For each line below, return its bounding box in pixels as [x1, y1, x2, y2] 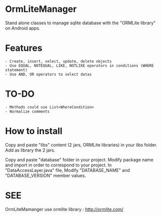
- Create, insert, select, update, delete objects [5, 58, 112, 64]
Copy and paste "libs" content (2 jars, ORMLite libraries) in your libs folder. [5, 142, 158, 148]
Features [5, 43, 43, 54]
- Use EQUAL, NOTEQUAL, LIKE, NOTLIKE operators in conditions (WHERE [5, 63, 154, 68]
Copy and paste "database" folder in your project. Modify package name [5, 157, 154, 163]
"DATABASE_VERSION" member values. [5, 172, 86, 178]
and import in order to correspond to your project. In [5, 162, 112, 168]
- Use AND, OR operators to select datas [5, 72, 92, 77]
